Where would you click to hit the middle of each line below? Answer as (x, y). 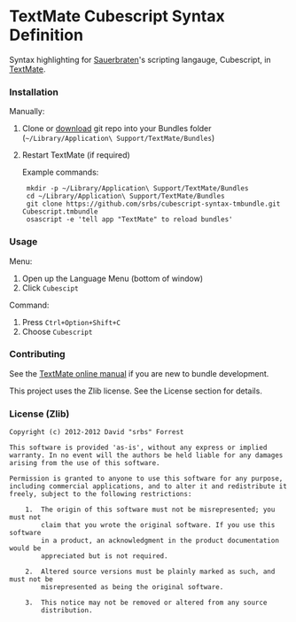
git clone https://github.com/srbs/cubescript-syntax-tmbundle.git (153, 204)
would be (25, 548)
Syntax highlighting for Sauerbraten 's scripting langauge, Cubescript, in (140, 59)
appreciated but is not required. (105, 556)
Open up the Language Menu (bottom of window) (113, 278)
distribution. (67, 610)
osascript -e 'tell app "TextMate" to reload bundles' (129, 220)
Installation (34, 92)
